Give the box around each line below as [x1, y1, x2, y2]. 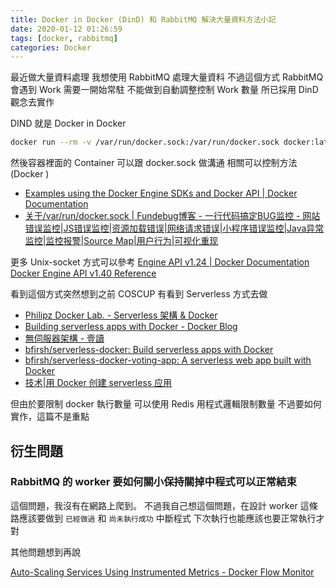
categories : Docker [10, 42, 92, 53]
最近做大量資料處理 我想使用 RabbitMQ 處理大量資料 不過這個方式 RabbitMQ [10, 71, 324, 83]
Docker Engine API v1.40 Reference [10, 267, 157, 280]
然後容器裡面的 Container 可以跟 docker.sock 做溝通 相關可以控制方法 [10, 157, 298, 169]
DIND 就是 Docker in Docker [10, 117, 127, 130]
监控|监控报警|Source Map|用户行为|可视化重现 [24, 235, 219, 247]
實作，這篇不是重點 [10, 411, 90, 423]
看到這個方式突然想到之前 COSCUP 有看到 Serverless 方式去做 [10, 288, 268, 300]
